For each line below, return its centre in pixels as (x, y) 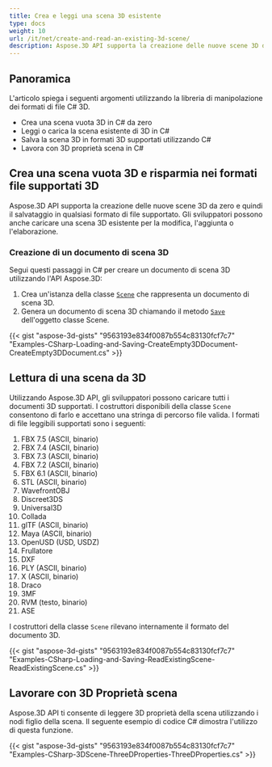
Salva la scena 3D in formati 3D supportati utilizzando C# (116, 139)
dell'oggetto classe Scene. (65, 320)
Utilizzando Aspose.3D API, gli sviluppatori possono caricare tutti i (119, 398)
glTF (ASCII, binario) (54, 525)
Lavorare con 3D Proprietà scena (94, 693)
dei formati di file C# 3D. (50, 107)
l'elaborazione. (34, 231)
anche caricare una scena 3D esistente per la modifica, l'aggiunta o (121, 222)
